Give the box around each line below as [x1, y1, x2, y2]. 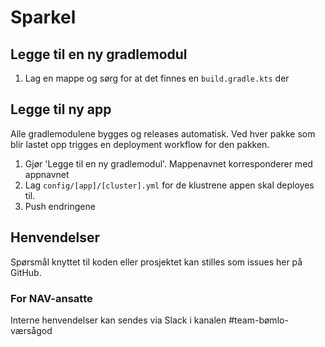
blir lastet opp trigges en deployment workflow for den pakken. [10, 138, 270, 150]
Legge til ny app [10, 101, 112, 118]
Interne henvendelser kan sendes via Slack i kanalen [10, 314, 227, 326]
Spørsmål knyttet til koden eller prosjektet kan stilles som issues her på [10, 256, 303, 268]
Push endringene [24, 200, 96, 212]
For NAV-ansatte [10, 291, 93, 305]
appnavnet [24, 168, 70, 180]
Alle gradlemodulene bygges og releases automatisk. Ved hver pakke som [10, 127, 316, 140]
